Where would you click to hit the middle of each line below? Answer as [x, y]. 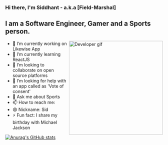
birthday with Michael [35, 122]
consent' [21, 91]
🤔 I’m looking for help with [39, 80]
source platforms [30, 75]
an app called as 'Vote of [38, 86]
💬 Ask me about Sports [36, 96]
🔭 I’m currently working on [39, 43]
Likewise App [26, 48]
